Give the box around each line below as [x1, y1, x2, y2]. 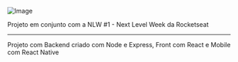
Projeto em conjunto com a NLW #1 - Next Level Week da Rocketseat [7, 20, 209, 28]
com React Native [7, 48, 59, 56]
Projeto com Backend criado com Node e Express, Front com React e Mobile [7, 41, 231, 49]
